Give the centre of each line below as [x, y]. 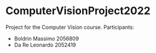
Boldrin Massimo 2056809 [46, 38]
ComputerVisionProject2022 [78, 11]
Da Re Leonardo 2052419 [45, 45]
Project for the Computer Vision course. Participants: [70, 27]
